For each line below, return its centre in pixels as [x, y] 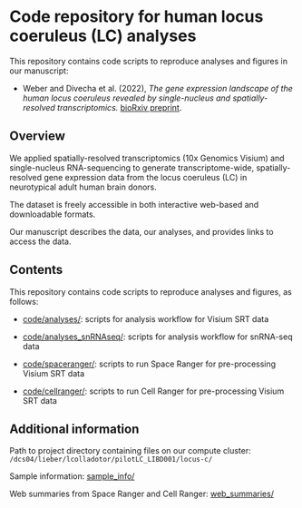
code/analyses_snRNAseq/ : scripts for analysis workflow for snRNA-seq [157, 337]
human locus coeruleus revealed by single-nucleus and [127, 98]
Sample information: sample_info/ [72, 476]
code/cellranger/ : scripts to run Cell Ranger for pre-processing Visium [153, 391]
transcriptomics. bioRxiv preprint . [120, 107]
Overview [38, 137]
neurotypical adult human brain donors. [83, 187]
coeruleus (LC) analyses [103, 36]
